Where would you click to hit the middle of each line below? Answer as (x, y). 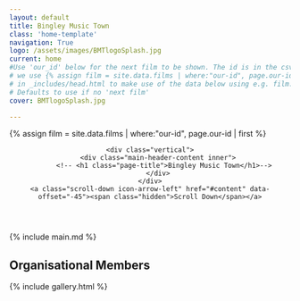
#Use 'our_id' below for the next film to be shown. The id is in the (143, 68)
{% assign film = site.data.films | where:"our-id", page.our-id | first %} (138, 134)
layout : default (39, 17)
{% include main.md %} (53, 237)
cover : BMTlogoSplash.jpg (57, 100)
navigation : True (42, 42)
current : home (36, 59)
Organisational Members (79, 265)
